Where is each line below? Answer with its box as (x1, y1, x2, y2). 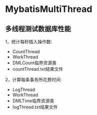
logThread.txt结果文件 (12, 104, 58, 110)
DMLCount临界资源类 (12, 60, 56, 66)
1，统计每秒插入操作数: (5, 39, 52, 44)
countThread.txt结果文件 (12, 66, 63, 72)
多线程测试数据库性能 (5, 24, 71, 33)
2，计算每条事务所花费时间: (5, 77, 62, 83)
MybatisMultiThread (5, 3, 92, 15)
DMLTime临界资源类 (12, 98, 54, 104)
